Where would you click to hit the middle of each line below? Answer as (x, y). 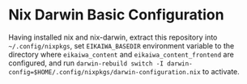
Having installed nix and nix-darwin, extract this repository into (113, 37)
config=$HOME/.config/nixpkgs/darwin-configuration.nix (104, 72)
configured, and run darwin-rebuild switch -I (86, 63)
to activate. (221, 71)
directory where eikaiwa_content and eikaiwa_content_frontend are (121, 54)
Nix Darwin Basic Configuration (116, 15)
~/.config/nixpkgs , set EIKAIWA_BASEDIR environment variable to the (121, 45)
